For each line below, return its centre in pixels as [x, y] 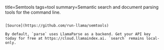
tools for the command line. [33, 12]
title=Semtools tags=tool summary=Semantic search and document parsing [82, 7]
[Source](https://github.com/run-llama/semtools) [57, 25]
